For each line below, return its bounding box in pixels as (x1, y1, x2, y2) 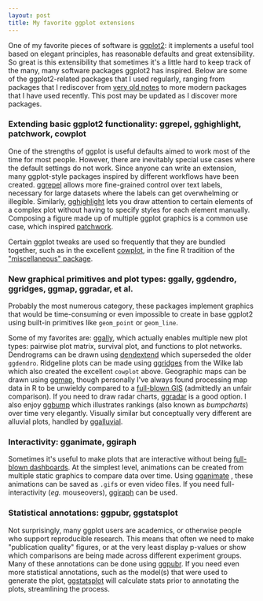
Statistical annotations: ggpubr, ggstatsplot (8, 507, 178, 518)
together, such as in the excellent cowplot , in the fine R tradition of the (8, 245, 236, 254)
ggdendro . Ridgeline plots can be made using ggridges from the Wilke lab (8, 358, 243, 368)
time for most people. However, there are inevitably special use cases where (8, 154, 256, 164)
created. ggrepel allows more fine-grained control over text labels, (8, 180, 223, 189)
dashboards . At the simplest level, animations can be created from (29, 462, 244, 473)
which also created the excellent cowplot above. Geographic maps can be (8, 367, 247, 377)
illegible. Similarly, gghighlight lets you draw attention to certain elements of (8, 196, 254, 206)
